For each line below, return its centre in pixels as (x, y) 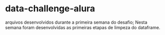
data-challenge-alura (50, 9)
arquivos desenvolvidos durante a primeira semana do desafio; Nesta (76, 22)
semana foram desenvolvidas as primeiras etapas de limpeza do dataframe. (83, 27)
